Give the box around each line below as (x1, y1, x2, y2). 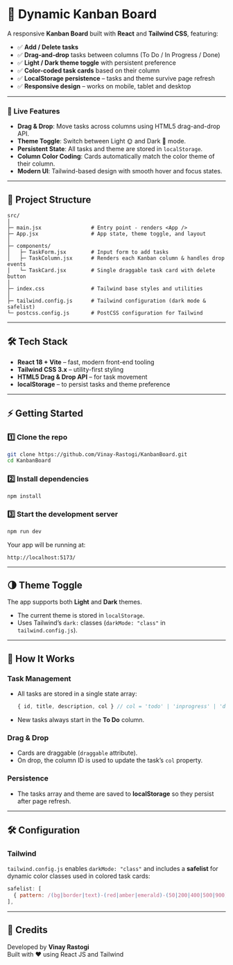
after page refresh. (17, 797, 71, 805)
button (7, 273, 26, 281)
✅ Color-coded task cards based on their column (17, 66, 160, 74)
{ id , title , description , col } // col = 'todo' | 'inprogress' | (17, 703, 217, 710)
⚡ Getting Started (7, 407, 83, 420)
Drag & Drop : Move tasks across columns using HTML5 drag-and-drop (17, 122, 221, 131)
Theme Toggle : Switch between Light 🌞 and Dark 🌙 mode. (17, 137, 186, 146)
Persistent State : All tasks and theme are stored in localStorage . (17, 145, 203, 153)
